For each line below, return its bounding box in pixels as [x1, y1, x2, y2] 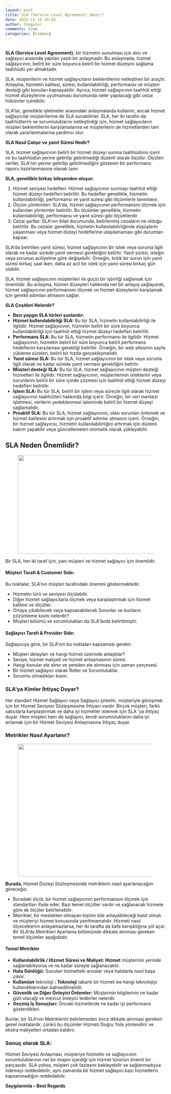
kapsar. [12, 234, 29, 240]
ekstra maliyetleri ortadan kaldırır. [5, 1027, 76, 1033]
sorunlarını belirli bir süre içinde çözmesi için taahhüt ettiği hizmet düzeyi [12, 377, 166, 383]
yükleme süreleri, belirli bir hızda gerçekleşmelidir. [12, 350, 118, 356]
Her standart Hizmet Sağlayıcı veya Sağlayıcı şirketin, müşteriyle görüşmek [5, 697, 163, 704]
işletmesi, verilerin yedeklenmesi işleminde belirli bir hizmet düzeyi [12, 399, 153, 405]
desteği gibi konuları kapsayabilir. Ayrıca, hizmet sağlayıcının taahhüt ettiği [5, 87, 162, 93]
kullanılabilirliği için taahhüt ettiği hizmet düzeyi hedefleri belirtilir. [12, 329, 150, 334]
